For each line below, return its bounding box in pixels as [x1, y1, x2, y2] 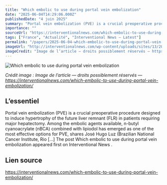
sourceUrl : [5, 30, 28, 35]
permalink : [5, 40, 28, 45]
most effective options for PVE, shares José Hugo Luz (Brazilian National [5, 131, 155, 137]
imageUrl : [5, 44, 26, 49]
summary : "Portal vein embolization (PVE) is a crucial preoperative [5, 21, 153, 26]
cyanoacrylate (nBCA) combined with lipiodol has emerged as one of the [5, 126, 154, 132]
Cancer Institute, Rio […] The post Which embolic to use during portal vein [5, 136, 158, 142]
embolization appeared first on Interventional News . [5, 142, 113, 148]
